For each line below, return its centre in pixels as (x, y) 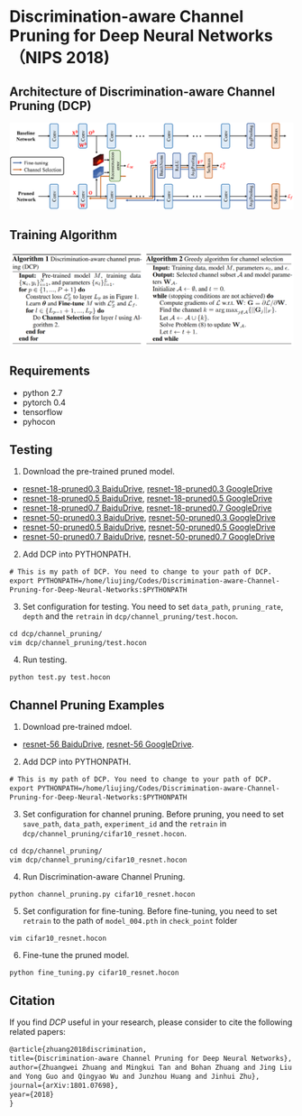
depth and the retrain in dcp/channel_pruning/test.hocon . (130, 616)
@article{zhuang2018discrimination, (78, 1049)
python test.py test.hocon (60, 678)
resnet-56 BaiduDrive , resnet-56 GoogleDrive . (108, 744)
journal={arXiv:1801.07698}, (64, 1085)
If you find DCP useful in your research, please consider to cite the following (151, 1022)
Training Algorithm (63, 235)
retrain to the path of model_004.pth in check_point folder (130, 921)
